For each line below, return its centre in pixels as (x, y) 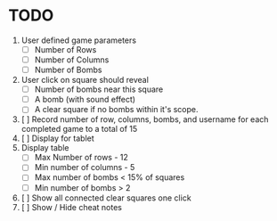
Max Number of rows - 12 (81, 158)
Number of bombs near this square (99, 89)
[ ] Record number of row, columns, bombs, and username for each (145, 119)
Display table (45, 148)
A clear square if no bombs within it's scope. (116, 110)
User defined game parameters (79, 40)
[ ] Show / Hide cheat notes (71, 207)
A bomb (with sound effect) (85, 100)
